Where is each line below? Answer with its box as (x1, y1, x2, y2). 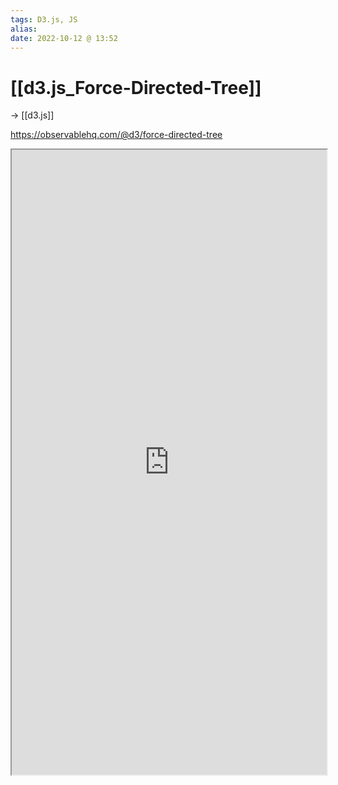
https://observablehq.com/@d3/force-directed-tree (10, 129, 223, 141)
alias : (10, 24, 38, 34)
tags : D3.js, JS (10, 14, 78, 25)
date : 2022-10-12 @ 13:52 (10, 33, 118, 43)
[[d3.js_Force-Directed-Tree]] (10, 76, 262, 99)
